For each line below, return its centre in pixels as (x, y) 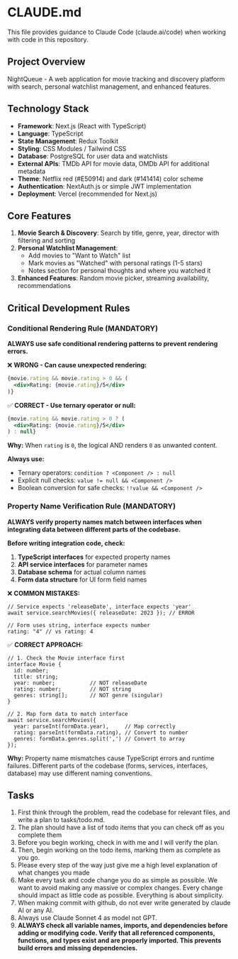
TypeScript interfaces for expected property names (94, 557)
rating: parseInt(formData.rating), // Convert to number (101, 732)
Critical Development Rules (69, 308)
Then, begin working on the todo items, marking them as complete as (119, 850)
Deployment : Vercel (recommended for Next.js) (87, 194)
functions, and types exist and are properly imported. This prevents (119, 941)
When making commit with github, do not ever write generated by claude (124, 903)
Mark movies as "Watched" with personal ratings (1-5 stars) (115, 263)
